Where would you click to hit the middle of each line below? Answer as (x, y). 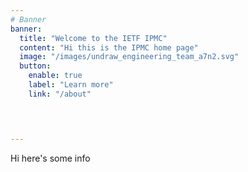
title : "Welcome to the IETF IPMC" (93, 38)
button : (35, 66)
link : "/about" (60, 94)
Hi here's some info (50, 158)
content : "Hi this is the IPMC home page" (109, 47)
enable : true (55, 76)
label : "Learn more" (71, 85)
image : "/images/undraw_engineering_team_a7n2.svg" (129, 57)
